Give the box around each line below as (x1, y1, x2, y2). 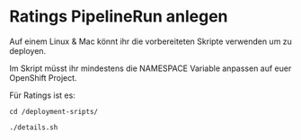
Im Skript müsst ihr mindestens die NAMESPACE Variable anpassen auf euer (9, 63, 292, 74)
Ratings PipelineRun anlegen (9, 6, 228, 27)
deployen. (9, 45, 47, 56)
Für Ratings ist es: (9, 90, 76, 101)
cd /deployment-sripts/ (9, 107, 99, 116)
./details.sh (9, 123, 58, 132)
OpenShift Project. (9, 72, 78, 83)
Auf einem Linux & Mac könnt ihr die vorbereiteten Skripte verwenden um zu (9, 36, 292, 47)
